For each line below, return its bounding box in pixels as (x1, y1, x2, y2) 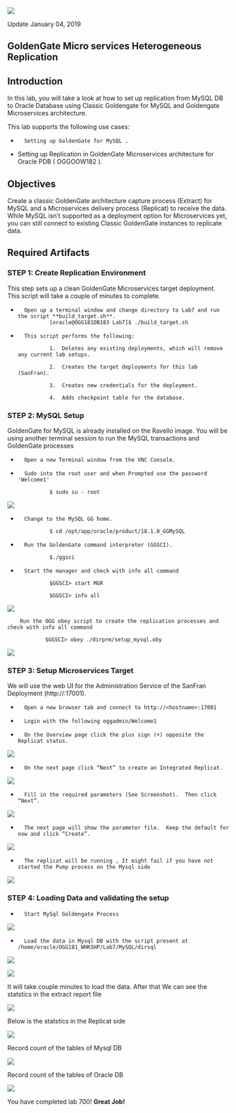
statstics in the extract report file (7, 990, 102, 998)
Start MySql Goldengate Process (24, 910, 119, 918)
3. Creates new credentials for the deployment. (49, 381, 198, 389)
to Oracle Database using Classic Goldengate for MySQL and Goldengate (7, 102, 220, 110)
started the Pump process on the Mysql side (17, 863, 151, 871)
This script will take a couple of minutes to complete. (7, 291, 161, 300)
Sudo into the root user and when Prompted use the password (24, 470, 208, 477)
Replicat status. (17, 737, 69, 745)
